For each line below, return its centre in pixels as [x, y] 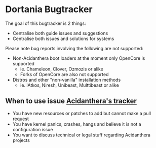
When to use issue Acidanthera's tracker [71, 101]
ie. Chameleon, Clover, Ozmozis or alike [62, 69]
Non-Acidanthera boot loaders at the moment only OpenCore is [79, 58]
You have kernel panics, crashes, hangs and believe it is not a [77, 124]
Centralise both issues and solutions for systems [63, 39]
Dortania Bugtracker [49, 9]
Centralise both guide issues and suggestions [60, 33]
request [21, 119]
